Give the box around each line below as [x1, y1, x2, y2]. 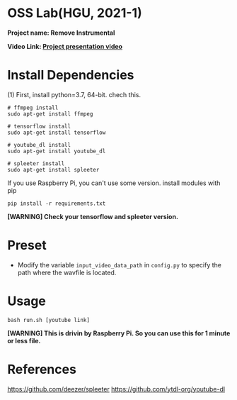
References [7, 361, 76, 377]
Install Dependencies [7, 67, 134, 83]
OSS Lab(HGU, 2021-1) [7, 5, 143, 21]
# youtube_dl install [7, 141, 71, 148]
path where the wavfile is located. [17, 268, 117, 277]
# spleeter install [7, 160, 65, 167]
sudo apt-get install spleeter [7, 166, 100, 173]
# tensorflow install [7, 123, 71, 130]
